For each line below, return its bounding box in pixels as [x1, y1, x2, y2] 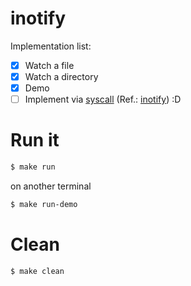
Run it [10, 129, 60, 152]
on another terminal [10, 180, 92, 192]
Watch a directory [24, 71, 99, 82]
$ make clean [10, 266, 65, 276]
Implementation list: [10, 40, 92, 52]
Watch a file [24, 59, 75, 71]
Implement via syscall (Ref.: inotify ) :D [24, 93, 182, 106]
